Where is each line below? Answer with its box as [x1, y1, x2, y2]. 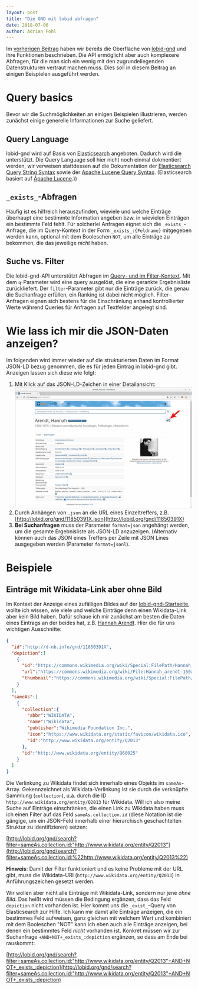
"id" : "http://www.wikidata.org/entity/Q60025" [21, 750, 138, 756]
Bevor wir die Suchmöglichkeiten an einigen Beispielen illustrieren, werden [6, 111, 187, 118]
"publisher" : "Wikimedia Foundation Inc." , [27, 725, 133, 731]
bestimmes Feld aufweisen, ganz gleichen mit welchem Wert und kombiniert [6, 914, 192, 922]
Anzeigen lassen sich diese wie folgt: [6, 369, 96, 376]
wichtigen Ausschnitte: [6, 625, 62, 633]
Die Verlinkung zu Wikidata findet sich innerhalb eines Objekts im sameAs [6, 779, 181, 787]
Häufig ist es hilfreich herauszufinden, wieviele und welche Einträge [6, 208, 171, 215]
